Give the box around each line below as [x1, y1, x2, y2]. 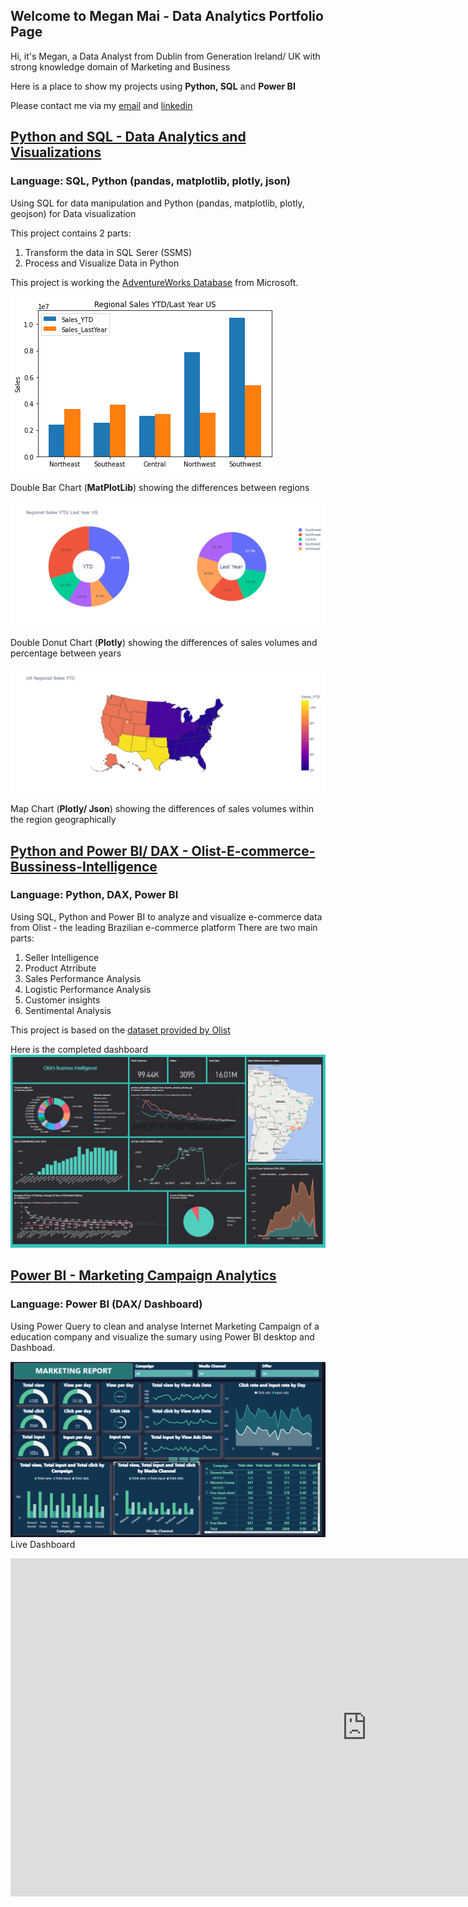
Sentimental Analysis [24, 1004, 112, 1016]
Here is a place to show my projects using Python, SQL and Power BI [10, 80, 296, 92]
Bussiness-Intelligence [10, 858, 158, 875]
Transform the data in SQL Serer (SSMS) [24, 246, 193, 258]
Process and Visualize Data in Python [24, 257, 180, 269]
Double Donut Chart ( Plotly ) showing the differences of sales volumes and [10, 637, 318, 649]
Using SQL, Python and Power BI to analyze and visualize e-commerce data [10, 910, 323, 923]
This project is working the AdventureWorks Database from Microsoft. [10, 276, 299, 288]
